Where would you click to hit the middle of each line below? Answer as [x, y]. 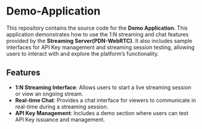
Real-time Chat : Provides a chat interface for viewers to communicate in [106, 100]
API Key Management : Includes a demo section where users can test [102, 113]
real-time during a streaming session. [62, 107]
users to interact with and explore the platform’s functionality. [83, 53]
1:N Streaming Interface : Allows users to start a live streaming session [103, 87]
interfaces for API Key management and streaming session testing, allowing [100, 47]
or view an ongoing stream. [49, 94]
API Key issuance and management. [60, 119]
